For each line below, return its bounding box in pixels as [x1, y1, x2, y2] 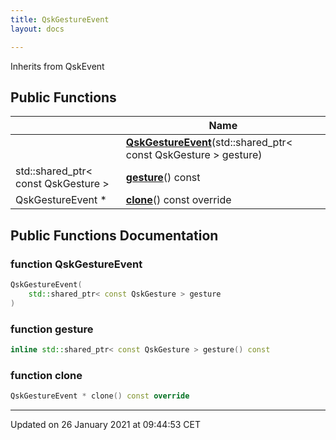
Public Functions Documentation [10, 227, 219, 244]
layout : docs [10, 24, 65, 34]
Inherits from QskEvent [10, 60, 105, 72]
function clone [10, 368, 83, 382]
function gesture [10, 322, 94, 336]
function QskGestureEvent [10, 257, 143, 271]
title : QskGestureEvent [10, 14, 110, 25]
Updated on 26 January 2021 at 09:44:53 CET [10, 418, 202, 430]
